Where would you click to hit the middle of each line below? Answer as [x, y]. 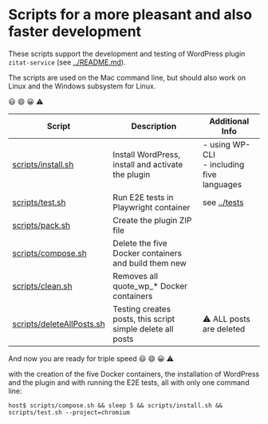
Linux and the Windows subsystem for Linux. [82, 86]
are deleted [224, 328]
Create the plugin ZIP [152, 220]
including [227, 164]
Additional [229, 121]
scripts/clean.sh [42, 286]
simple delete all [143, 328]
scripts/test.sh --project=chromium [69, 412]
